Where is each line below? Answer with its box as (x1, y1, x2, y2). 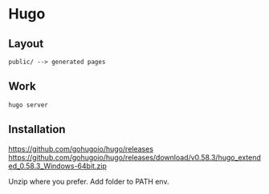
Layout (8, 37, 44, 51)
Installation (8, 123, 66, 136)
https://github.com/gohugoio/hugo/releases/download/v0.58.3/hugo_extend (8, 152, 261, 162)
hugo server (8, 101, 48, 109)
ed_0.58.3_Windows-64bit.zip (8, 161, 107, 171)
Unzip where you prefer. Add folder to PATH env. (8, 176, 169, 186)
